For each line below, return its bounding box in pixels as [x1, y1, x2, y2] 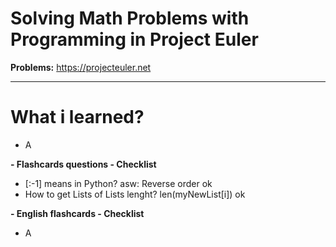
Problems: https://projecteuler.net [10, 61, 152, 73]
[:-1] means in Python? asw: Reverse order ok [24, 177, 213, 189]
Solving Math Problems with [10, 7, 250, 30]
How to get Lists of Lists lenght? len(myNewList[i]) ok [24, 188, 246, 200]
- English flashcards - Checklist [10, 207, 145, 219]
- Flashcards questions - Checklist [10, 158, 157, 170]
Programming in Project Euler [10, 28, 259, 51]
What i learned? [10, 106, 145, 129]
